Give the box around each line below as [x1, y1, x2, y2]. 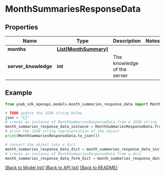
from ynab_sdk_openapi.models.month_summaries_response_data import [5, 101, 148, 106]
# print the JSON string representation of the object [5, 129, 120, 134]
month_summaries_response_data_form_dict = [5, 156, 96, 161]
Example [5, 89, 32, 97]
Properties [5, 23, 38, 31]
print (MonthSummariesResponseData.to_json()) [5, 133, 100, 138]
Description [112, 38, 141, 44]
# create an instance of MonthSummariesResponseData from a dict [5, 151, 141, 156]
